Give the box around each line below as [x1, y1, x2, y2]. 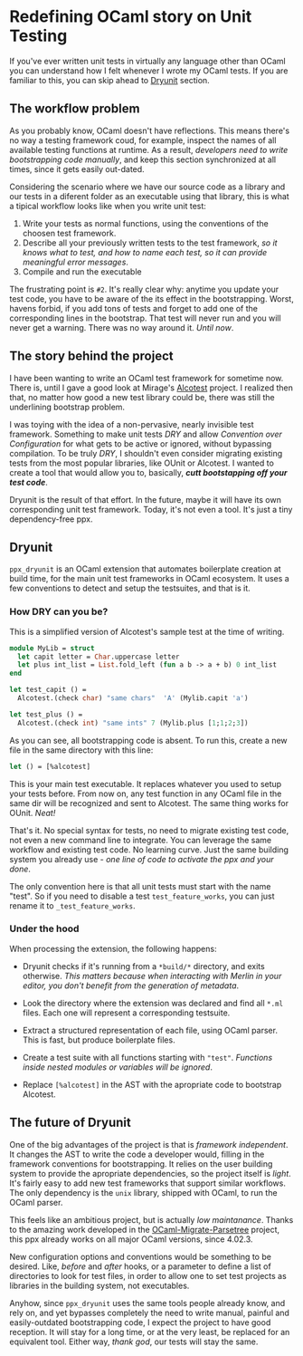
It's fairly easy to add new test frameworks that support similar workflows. [9, 1178, 287, 1188]
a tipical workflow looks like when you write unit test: [9, 200, 206, 211]
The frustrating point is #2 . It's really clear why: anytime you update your [9, 284, 279, 294]
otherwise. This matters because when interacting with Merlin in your [22, 970, 282, 981]
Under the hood [9, 922, 80, 935]
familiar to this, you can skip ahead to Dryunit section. [9, 74, 210, 85]
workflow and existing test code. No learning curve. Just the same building [9, 844, 289, 855]
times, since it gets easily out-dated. [9, 163, 145, 174]
